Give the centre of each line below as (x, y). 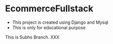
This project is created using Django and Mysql (60, 22)
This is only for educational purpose (49, 27)
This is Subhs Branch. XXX (32, 37)
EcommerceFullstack (49, 9)
